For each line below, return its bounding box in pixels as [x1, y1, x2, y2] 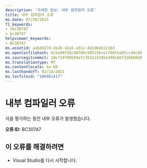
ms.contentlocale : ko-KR [5, 64, 58, 69]
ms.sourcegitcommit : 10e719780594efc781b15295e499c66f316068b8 [5, 55, 142, 60]
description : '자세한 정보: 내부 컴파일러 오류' [5, 7, 97, 13]
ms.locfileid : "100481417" [5, 74, 63, 79]
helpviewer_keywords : [5, 36, 51, 41]
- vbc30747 [5, 27, 28, 32]
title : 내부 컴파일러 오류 [5, 12, 54, 17]
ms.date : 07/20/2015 [5, 17, 49, 22]
